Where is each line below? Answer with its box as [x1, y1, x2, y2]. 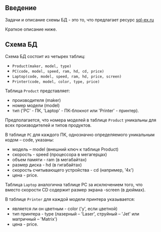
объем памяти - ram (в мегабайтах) [12, 156, 87, 162]
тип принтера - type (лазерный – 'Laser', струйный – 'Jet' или [12, 211, 140, 216]
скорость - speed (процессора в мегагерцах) [12, 151, 107, 157]
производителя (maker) [12, 97, 61, 103]
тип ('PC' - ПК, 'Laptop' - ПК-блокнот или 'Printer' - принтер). [12, 107, 139, 114]
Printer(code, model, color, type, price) [12, 79, 100, 84]
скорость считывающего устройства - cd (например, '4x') [12, 167, 134, 173]
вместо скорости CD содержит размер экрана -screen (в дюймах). [5, 187, 146, 193]
